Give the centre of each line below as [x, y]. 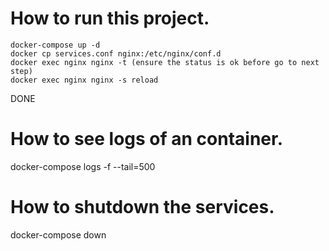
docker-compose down [58, 234]
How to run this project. [110, 18]
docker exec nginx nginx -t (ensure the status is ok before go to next [165, 62]
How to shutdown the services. [142, 207]
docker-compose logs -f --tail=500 [83, 166]
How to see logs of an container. [147, 139]
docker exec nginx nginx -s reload [84, 80]
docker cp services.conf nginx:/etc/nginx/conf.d [116, 53]
